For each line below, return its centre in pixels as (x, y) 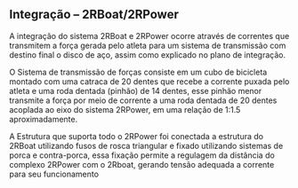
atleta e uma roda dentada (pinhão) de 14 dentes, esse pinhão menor (136, 90)
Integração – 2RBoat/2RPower (94, 15)
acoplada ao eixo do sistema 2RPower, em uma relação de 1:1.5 (125, 109)
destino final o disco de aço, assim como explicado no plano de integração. (148, 55)
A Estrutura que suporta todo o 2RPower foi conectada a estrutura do (137, 136)
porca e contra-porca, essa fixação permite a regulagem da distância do (142, 155)
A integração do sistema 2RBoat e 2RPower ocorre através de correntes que (149, 35)
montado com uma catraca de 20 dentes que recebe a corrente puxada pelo (149, 81)
